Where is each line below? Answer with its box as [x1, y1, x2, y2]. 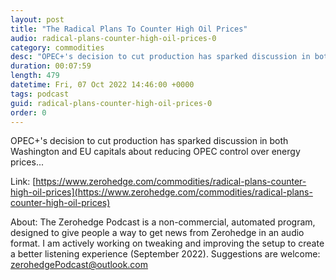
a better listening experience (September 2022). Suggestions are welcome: [10, 248, 321, 260]
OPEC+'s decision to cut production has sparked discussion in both [10, 135, 289, 147]
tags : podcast [10, 89, 70, 99]
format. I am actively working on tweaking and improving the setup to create [10, 237, 325, 250]
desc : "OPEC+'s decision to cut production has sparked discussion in [10, 52, 311, 62]
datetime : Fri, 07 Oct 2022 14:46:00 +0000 [10, 80, 195, 90]
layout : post [10, 14, 65, 25]
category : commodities [10, 42, 105, 53]
